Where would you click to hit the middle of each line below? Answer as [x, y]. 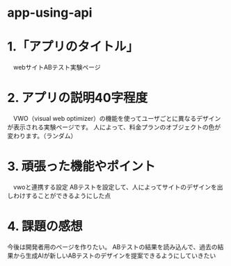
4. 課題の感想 [45, 226]
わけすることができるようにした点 [62, 196]
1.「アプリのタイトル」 [73, 47]
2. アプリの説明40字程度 [78, 98]
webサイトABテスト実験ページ [57, 67]
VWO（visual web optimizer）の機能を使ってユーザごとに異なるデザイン [117, 119]
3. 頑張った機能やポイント [81, 166]
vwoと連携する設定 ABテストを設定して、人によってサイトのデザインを [115, 187]
